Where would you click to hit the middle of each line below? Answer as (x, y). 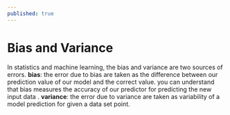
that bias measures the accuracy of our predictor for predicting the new (109, 89)
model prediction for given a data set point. (69, 104)
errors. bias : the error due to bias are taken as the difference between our (113, 74)
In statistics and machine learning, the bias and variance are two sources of (115, 67)
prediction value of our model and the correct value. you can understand (111, 82)
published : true (30, 14)
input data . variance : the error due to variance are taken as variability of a (114, 96)
